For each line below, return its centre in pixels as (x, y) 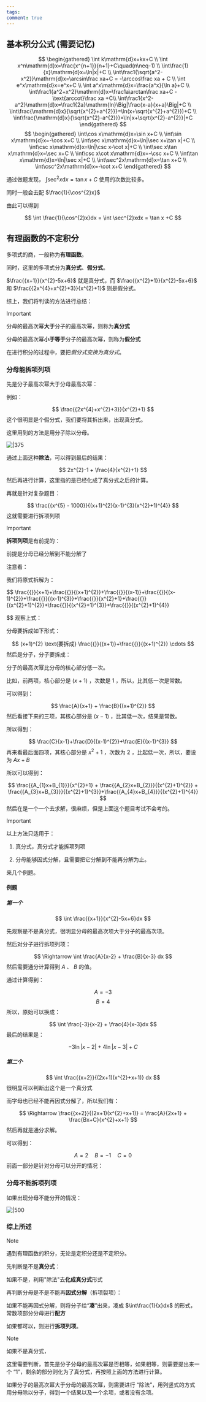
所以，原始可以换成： (33, 1012)
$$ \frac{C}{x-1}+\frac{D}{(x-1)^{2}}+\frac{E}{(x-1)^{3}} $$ (103, 742)
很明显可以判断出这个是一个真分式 (49, 1088)
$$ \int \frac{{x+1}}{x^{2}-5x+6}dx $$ (103, 919)
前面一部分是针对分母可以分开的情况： (55, 1166)
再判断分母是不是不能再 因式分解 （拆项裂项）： (64, 1292)
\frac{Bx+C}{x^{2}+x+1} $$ (103, 1120)
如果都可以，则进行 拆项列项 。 (44, 1326)
